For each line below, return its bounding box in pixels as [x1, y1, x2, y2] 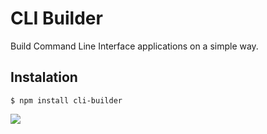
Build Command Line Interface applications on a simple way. [10, 40, 259, 52]
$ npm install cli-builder [10, 95, 123, 106]
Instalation [10, 69, 78, 86]
